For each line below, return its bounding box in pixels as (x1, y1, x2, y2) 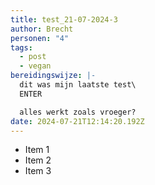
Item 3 (24, 165, 52, 177)
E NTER (19, 89, 43, 99)
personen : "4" (10, 33, 70, 43)
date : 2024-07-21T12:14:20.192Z (10, 116, 145, 126)
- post (19, 52, 47, 62)
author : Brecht (10, 24, 74, 34)
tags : (10, 42, 33, 53)
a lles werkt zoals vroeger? (19, 107, 137, 117)
